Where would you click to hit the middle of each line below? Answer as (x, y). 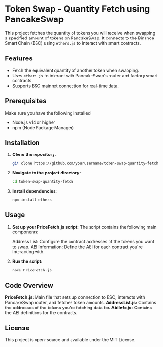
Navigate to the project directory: (46, 173)
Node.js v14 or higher (34, 122)
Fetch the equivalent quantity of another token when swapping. (76, 70)
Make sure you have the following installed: (48, 113)
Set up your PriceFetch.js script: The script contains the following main (84, 227)
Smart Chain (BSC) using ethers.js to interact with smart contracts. (73, 43)
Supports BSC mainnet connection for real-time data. (65, 86)
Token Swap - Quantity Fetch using (78, 9)
